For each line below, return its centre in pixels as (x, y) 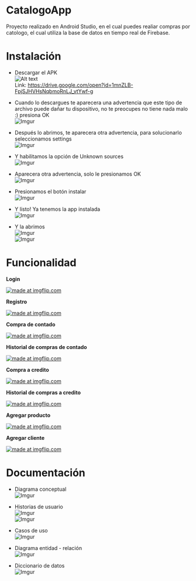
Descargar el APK (36, 72)
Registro (17, 302)
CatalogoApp (39, 10)
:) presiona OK (32, 115)
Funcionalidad (42, 263)
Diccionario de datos (39, 565)
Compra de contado (31, 324)
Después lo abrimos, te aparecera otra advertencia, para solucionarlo (98, 132)
